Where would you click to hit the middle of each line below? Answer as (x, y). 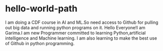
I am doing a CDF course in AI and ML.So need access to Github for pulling (82, 22)
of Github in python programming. (40, 43)
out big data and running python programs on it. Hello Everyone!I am (75, 27)
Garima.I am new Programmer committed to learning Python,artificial (75, 33)
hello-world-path (41, 9)
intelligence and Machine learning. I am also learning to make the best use (81, 38)
